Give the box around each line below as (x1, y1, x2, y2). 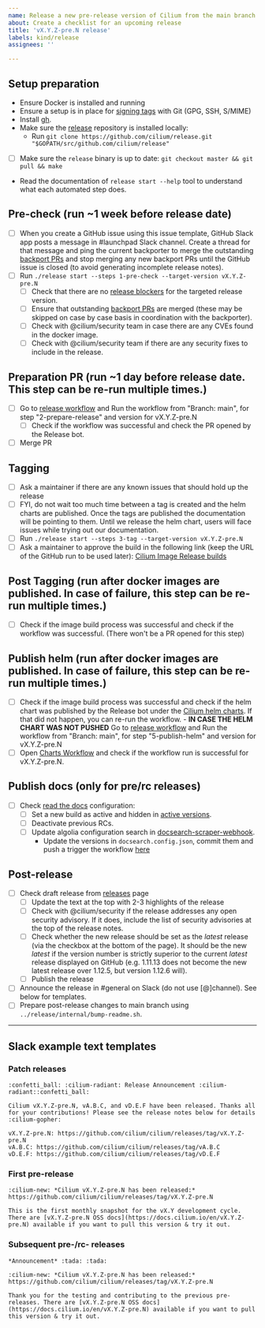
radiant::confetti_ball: (8, 1088, 90, 1096)
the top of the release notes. (31, 923, 124, 933)
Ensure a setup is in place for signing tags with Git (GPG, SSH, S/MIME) (19, 106, 252, 115)
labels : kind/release (8, 33, 80, 42)
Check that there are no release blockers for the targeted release (31, 286, 243, 296)
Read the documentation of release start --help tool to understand (19, 177, 243, 185)
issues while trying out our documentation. (19, 525, 159, 535)
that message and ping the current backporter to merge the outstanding (19, 245, 254, 255)
